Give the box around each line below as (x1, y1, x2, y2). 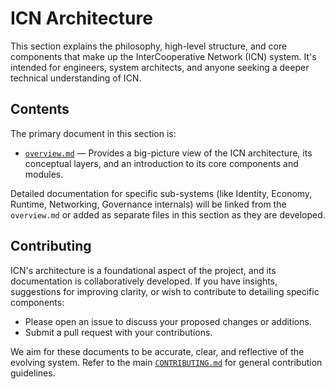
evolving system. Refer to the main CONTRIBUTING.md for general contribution (10, 356, 323, 368)
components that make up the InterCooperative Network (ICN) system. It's (10, 50, 317, 62)
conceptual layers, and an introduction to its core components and (24, 157, 299, 169)
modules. (24, 168, 64, 180)
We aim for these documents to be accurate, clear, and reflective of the (10, 345, 305, 357)
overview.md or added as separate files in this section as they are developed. (10, 208, 326, 221)
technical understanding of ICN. (10, 72, 142, 84)
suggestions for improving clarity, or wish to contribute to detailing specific (10, 285, 320, 297)
